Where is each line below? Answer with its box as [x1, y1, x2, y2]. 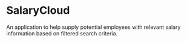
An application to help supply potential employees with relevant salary [6, 23, 181, 31]
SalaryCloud [6, 4, 70, 17]
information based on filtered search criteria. [6, 29, 118, 37]
